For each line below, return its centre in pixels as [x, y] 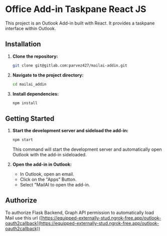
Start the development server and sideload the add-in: [70, 131]
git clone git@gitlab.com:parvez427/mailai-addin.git [70, 65]
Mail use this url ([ [24, 218]
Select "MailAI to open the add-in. [55, 185]
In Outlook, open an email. [47, 174]
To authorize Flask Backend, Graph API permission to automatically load [80, 212]
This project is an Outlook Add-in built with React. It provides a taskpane [80, 23]
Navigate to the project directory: [48, 75]
